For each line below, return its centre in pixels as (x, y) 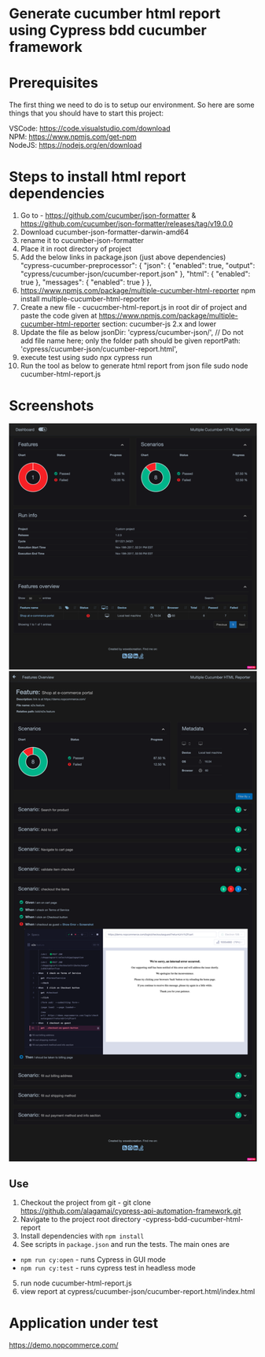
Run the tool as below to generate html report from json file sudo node (134, 366)
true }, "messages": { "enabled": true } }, (86, 282)
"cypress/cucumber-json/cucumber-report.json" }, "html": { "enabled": (135, 274)
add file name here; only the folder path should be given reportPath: (130, 341)
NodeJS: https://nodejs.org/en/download (75, 145)
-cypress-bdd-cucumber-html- (193, 1219)
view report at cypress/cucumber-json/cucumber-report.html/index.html (138, 1292)
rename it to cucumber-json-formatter (82, 241)
